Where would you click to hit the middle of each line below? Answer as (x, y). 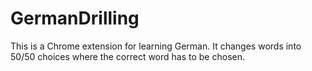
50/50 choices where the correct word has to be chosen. (127, 56)
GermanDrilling (75, 18)
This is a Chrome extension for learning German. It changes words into (156, 46)
